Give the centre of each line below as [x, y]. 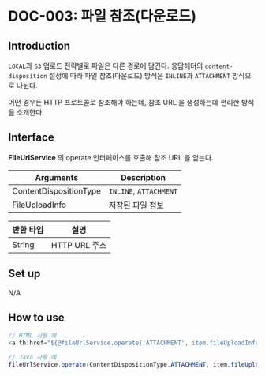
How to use [36, 318]
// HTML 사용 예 [32, 336]
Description [143, 177]
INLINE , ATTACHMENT [143, 190]
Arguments [57, 177]
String [23, 244]
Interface [31, 138]
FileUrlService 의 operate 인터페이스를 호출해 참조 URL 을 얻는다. [111, 157]
